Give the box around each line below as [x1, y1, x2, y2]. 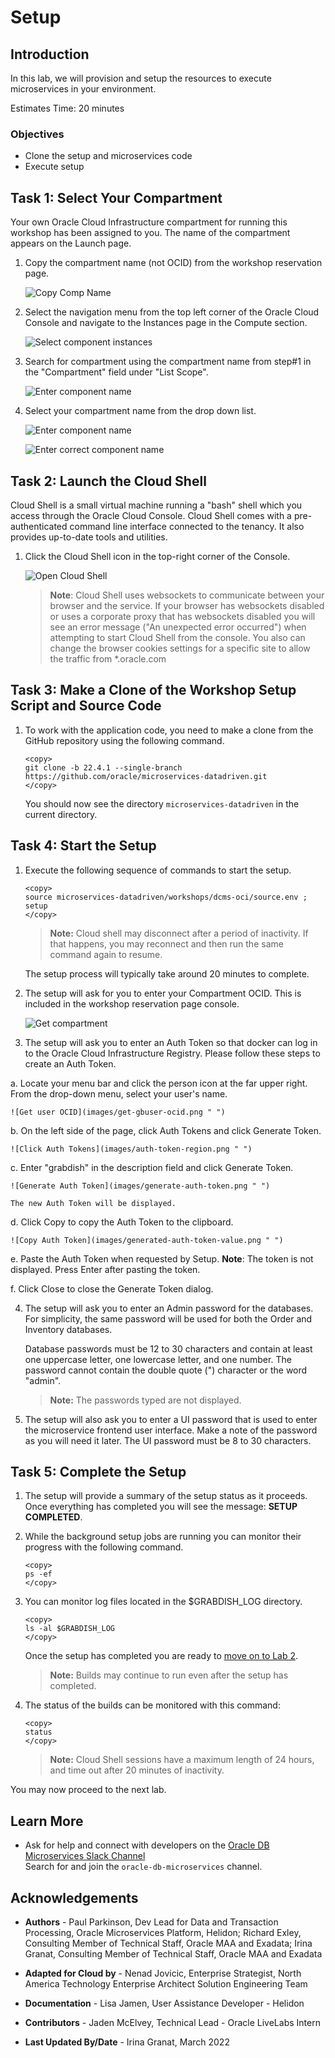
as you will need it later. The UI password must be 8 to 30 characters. [24, 1434, 312, 1446]
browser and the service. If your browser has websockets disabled [49, 599, 325, 611]
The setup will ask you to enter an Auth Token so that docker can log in [24, 1036, 318, 1048]
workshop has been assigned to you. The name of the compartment [10, 227, 291, 239]
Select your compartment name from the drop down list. [24, 405, 257, 417]
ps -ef [24, 1569, 53, 1580]
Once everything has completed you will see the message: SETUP [24, 1501, 298, 1513]
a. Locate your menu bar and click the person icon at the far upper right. [10, 1077, 308, 1089]
